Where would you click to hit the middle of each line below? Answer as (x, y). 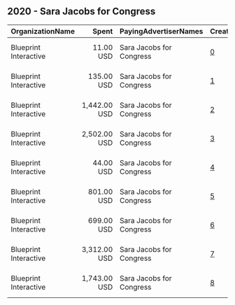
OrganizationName (43, 31)
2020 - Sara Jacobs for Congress (81, 12)
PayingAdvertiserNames (162, 31)
